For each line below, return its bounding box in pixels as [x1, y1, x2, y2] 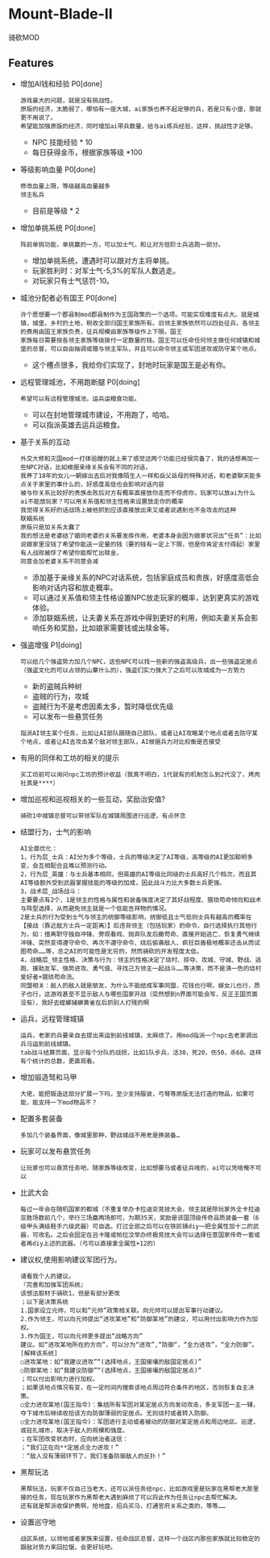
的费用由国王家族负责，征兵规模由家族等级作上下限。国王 [19, 327, 183, 335]
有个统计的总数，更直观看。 [19, 1057, 99, 1065]
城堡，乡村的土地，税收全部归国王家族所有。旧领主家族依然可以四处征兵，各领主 [31, 319, 260, 327]
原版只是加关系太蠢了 [19, 523, 81, 531]
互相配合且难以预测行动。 [38, 862, 111, 870]
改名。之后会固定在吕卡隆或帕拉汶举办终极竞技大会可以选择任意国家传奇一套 [38, 1231, 255, 1239]
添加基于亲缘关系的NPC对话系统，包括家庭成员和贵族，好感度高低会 [31, 572, 260, 582]
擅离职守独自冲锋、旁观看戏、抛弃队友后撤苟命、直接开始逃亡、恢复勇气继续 [44, 930, 260, 938]
